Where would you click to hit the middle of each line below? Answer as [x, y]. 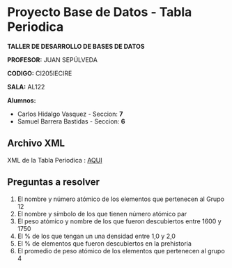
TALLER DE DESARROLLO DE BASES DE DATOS [76, 46]
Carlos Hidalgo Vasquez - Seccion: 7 [70, 114]
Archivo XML [36, 143]
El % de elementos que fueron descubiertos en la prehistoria [104, 243]
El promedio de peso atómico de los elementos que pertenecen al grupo [121, 251]
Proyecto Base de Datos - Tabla [100, 12]
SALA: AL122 [26, 87]
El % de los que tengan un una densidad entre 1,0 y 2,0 [96, 236]
